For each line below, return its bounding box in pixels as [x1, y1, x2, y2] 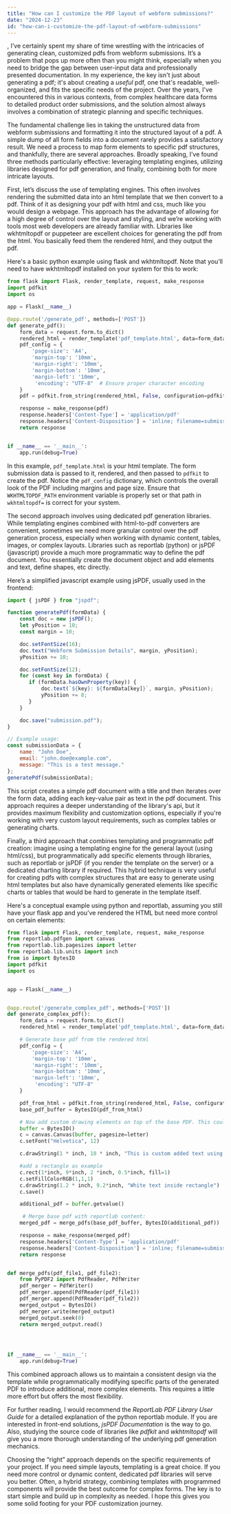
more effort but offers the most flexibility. [7, 1392, 124, 1400]
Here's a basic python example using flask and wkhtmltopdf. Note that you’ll [7, 258, 223, 266]
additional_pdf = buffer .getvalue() [19, 1201, 125, 1207]
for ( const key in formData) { [19, 672, 109, 679]
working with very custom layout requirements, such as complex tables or [7, 816, 217, 824]
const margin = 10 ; [19, 628, 76, 635]
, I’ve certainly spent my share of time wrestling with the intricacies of [7, 42, 204, 50]
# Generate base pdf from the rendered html [19, 1036, 149, 1043]
